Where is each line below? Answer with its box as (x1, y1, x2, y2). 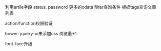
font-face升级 (5, 41, 33, 47)
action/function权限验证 (5, 21, 53, 26)
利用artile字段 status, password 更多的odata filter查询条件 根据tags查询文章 (5, 4, 157, 10)
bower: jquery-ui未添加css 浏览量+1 (5, 31, 77, 36)
